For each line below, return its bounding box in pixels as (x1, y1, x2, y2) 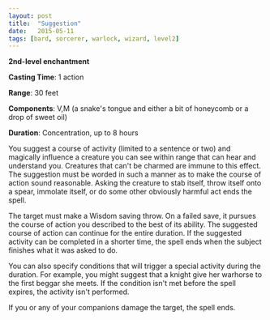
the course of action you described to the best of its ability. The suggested (8, 220, 258, 229)
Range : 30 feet (8, 88, 59, 98)
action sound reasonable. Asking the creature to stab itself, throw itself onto (8, 178, 262, 188)
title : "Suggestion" (8, 19, 82, 28)
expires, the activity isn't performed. (8, 287, 130, 297)
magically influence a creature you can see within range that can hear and (8, 152, 257, 162)
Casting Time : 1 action (8, 72, 84, 82)
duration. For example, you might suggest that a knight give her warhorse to (8, 270, 262, 279)
